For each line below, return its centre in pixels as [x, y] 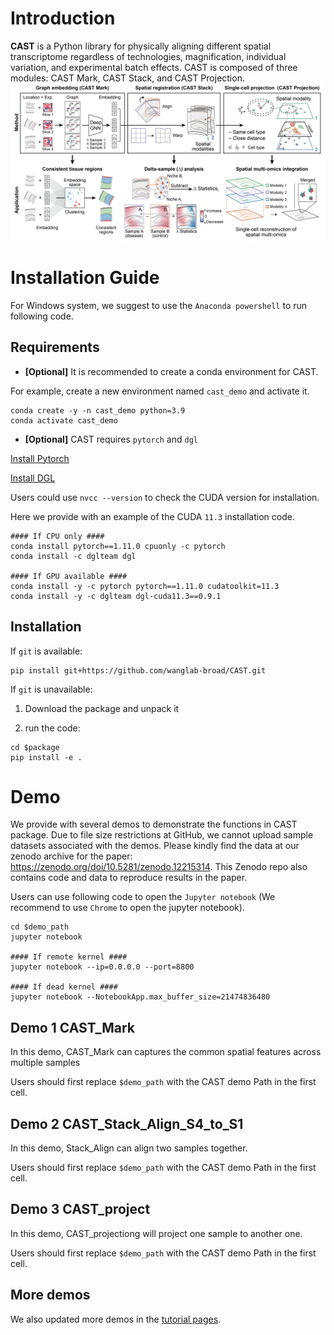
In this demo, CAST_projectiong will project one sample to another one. [156, 1233]
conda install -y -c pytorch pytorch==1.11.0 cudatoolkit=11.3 [145, 586]
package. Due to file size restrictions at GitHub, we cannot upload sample [162, 835]
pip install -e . [46, 757]
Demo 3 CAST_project [80, 1209]
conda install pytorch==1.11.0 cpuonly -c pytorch [118, 546]
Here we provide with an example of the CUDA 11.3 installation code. [152, 516]
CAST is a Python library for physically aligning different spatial [141, 46]
